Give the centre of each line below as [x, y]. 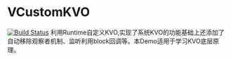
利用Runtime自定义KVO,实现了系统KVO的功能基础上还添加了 [137, 32]
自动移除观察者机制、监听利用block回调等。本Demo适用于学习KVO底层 [110, 41]
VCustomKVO [48, 12]
